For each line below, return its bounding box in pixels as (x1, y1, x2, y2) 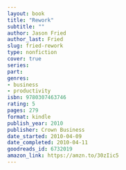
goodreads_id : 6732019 (7, 146, 73, 153)
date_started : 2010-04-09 (7, 133, 82, 139)
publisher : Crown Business (7, 126, 85, 133)
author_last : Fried (7, 36, 64, 43)
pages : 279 (7, 107, 39, 114)
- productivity (7, 87, 51, 94)
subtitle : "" (7, 23, 45, 30)
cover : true (7, 56, 42, 62)
